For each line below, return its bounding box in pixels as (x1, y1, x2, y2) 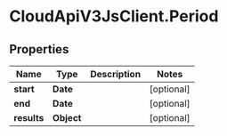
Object (52, 112, 82, 124)
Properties (9, 42, 69, 57)
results (13, 112, 45, 124)
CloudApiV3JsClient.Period (9, 6, 219, 27)
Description (90, 68, 141, 80)
